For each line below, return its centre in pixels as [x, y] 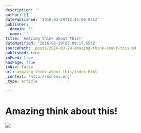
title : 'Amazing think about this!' [44, 39]
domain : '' [22, 29]
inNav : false [19, 67]
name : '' [19, 34]
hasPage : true [21, 62]
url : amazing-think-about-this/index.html [51, 72]
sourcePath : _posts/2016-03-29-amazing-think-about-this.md [71, 48]
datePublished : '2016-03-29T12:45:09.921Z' [53, 19]
